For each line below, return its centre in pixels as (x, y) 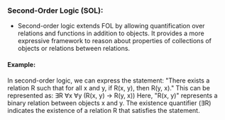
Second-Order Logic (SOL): (55, 11)
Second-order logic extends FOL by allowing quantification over (111, 26)
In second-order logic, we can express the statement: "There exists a (109, 80)
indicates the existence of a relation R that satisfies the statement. (104, 110)
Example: (22, 64)
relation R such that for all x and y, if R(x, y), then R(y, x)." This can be (109, 88)
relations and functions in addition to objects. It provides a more (111, 33)
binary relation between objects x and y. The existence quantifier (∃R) (109, 103)
